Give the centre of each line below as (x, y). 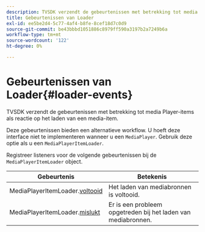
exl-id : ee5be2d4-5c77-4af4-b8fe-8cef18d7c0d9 (67, 23)
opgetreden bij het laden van (150, 212)
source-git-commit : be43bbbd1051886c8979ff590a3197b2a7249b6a (87, 29)
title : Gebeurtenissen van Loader (50, 18)
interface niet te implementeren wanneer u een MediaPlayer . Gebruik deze (99, 137)
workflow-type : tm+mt (34, 35)
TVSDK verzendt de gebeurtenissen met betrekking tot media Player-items (100, 111)
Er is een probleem (136, 204)
